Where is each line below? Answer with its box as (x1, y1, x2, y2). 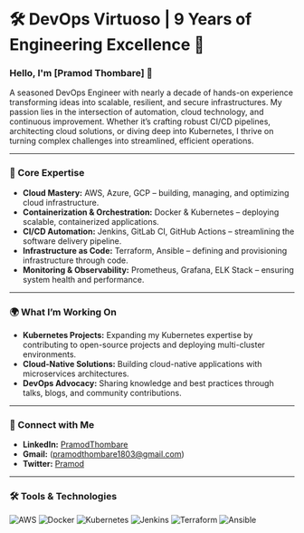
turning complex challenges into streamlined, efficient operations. (9, 135, 254, 147)
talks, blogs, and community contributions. (22, 388, 183, 399)
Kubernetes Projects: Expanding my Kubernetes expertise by (22, 330, 253, 341)
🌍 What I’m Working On (9, 305, 118, 318)
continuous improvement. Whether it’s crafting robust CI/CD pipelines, (9, 116, 271, 127)
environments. (22, 349, 77, 360)
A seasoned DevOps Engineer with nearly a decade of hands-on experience (9, 87, 294, 98)
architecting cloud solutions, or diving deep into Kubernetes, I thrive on (9, 126, 274, 137)
